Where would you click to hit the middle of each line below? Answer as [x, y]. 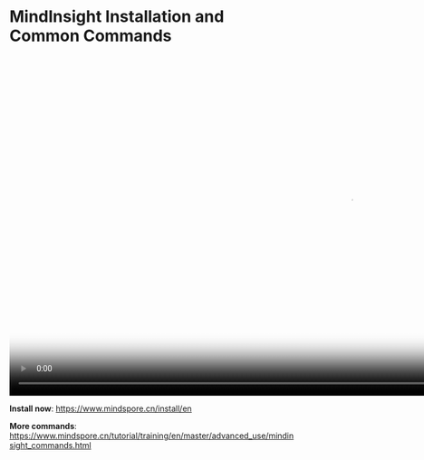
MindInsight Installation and [117, 17]
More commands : [43, 426]
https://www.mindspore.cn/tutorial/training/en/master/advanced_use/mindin [152, 436]
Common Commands [91, 36]
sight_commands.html [51, 445]
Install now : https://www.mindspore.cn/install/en [101, 408]
